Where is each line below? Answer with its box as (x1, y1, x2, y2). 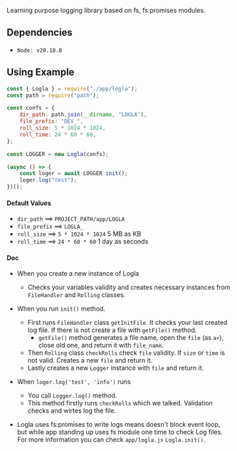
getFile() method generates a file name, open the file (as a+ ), (38, 333, 224, 342)
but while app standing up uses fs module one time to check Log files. (16, 427, 223, 437)
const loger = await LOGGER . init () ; (19, 170, 129, 177)
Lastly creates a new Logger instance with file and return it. (27, 363, 204, 373)
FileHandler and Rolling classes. (27, 291, 126, 299)
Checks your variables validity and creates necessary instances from (27, 283, 231, 291)
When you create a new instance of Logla (16, 269, 139, 278)
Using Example (6, 66, 75, 78)
